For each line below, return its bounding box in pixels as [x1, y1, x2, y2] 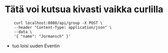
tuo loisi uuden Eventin [12, 42, 60, 49]
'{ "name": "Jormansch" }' [14, 34, 71, 39]
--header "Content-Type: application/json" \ [14, 24, 112, 30]
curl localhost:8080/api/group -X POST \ [14, 20, 103, 25]
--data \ [14, 29, 32, 34]
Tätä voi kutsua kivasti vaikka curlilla [5, 4, 163, 15]
